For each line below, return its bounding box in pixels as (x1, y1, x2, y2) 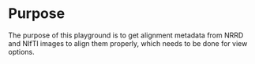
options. (8, 47, 36, 56)
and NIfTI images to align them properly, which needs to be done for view (8, 38, 248, 48)
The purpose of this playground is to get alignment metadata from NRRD (8, 30, 244, 40)
